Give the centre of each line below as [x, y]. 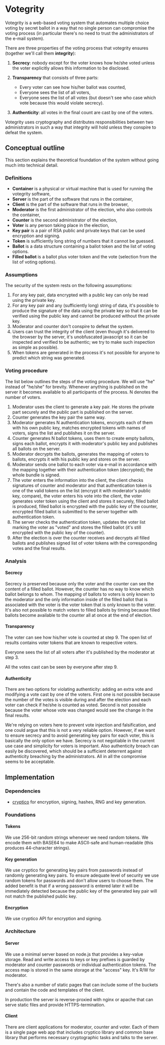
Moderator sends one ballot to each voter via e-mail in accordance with [84, 464]
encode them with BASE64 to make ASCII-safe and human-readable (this [79, 842]
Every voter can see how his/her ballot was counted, [73, 87]
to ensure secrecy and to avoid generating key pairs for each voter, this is [80, 735]
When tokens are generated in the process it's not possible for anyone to [86, 353]
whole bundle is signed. [36, 475]
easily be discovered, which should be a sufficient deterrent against [74, 751]
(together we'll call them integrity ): [41, 53]
